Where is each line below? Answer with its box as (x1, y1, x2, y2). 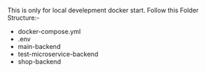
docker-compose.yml (17, 28, 81, 35)
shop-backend (17, 57, 61, 66)
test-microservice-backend (17, 50, 98, 58)
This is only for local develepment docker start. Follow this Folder (7, 6, 199, 14)
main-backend (17, 43, 61, 50)
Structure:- (7, 13, 40, 22)
